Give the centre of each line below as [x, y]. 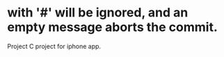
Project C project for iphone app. [54, 46]
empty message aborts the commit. [112, 27]
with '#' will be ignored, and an [98, 13]
